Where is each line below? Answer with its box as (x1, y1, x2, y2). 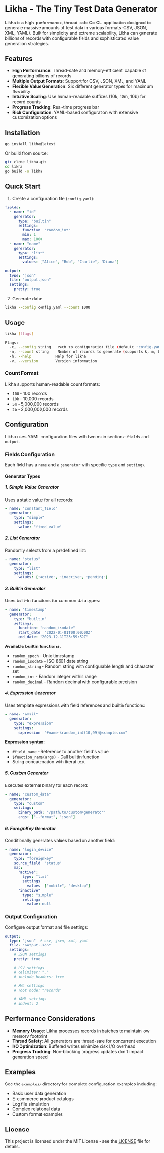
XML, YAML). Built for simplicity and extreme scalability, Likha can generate (5, 30, 157, 36)
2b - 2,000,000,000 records (12, 406, 68, 412)
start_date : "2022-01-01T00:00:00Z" (18, 630, 93, 635)
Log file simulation (12, 1101, 49, 1107)
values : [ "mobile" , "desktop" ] (26, 883, 91, 888)
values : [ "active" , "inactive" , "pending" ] (18, 575, 108, 580)
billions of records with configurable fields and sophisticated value (5, 35, 139, 41)
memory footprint (12, 1033, 48, 1038)
